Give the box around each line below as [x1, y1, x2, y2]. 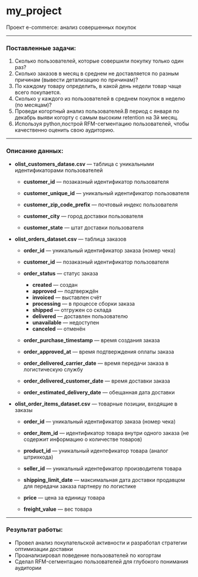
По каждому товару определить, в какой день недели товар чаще [14, 83, 181, 90]
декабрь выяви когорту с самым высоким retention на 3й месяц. [14, 114, 179, 121]
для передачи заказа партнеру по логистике [23, 482, 137, 490]
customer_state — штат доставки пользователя [23, 223, 144, 231]
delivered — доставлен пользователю [32, 312, 128, 320]
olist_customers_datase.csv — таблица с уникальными [14, 160, 154, 167]
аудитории [14, 564, 42, 571]
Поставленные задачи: [6, 44, 77, 52]
